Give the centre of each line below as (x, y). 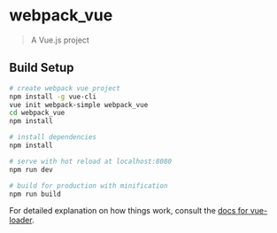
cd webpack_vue (37, 113)
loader (21, 220)
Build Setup (42, 68)
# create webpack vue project (65, 88)
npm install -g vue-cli (53, 97)
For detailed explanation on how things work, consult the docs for (129, 211)
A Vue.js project (60, 40)
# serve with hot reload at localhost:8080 (91, 161)
